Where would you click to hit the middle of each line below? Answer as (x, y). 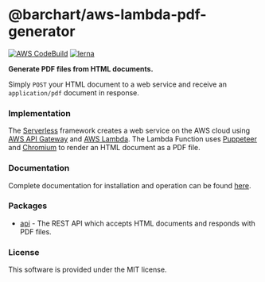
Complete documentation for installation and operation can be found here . (130, 185)
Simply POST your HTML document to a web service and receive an (118, 84)
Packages (28, 206)
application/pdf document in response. (74, 92)
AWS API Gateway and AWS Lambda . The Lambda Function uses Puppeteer (132, 139)
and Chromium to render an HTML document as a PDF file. (104, 148)
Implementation (40, 113)
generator (42, 31)
